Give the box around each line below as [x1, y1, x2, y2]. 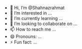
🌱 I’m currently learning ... [9, 15, 63, 21]
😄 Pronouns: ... [9, 33, 42, 39]
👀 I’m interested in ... [9, 10, 52, 16]
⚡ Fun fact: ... [9, 39, 37, 45]
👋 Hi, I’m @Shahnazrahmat [9, 5, 65, 10]
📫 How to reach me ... [9, 26, 56, 32]
